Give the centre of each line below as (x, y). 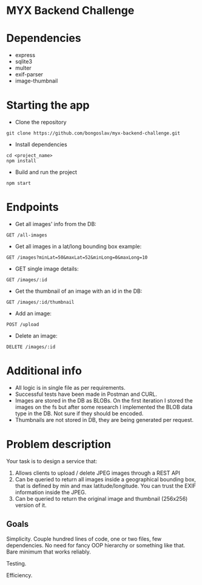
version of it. (31, 505)
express (25, 55)
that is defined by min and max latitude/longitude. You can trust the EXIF (106, 486)
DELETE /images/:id (31, 347)
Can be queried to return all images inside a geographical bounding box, (105, 479)
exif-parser (29, 75)
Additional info (44, 371)
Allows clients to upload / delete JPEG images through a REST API (98, 473)
